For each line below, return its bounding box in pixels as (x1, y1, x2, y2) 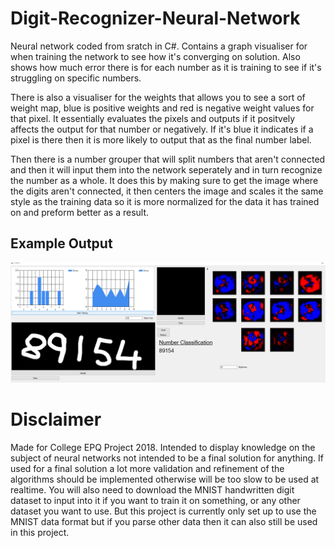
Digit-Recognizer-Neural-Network (10, 7, 301, 30)
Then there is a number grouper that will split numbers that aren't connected (10, 153, 326, 165)
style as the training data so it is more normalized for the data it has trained (10, 195, 320, 207)
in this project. (10, 526, 70, 538)
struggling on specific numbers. (10, 72, 142, 84)
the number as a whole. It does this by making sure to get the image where (10, 174, 319, 186)
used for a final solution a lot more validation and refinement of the (10, 462, 285, 474)
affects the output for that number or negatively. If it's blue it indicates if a (10, 123, 314, 135)
